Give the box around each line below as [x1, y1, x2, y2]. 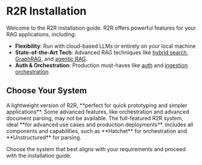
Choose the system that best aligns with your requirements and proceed [6, 145, 186, 152]
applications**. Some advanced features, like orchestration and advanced [6, 108, 189, 115]
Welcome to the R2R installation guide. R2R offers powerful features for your [6, 24, 197, 31]
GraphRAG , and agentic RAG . [14, 55, 87, 62]
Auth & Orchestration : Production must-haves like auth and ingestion [14, 62, 188, 69]
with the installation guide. [6, 152, 72, 159]
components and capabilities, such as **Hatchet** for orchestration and [6, 127, 187, 134]
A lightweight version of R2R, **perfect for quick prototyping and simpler [6, 102, 188, 109]
